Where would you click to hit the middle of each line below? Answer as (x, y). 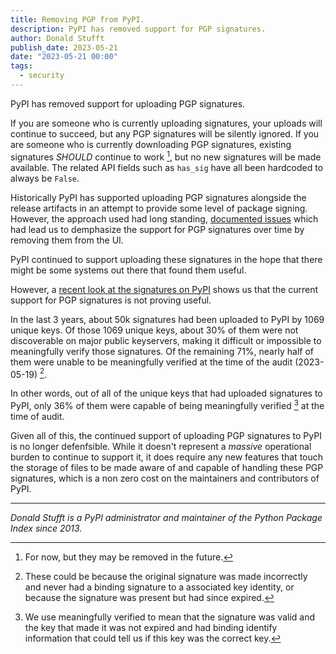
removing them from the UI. (67, 240)
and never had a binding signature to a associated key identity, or (159, 587)
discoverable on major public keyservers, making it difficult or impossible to (166, 340)
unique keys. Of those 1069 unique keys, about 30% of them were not (154, 330)
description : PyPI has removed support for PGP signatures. (138, 29)
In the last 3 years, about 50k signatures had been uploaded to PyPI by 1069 (167, 319)
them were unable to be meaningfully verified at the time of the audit (151, 362)
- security (42, 76)
